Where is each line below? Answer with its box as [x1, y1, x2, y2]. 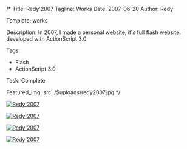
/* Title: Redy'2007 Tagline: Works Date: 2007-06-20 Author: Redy [6, 5, 174, 12]
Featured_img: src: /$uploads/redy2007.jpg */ [6, 89, 121, 96]
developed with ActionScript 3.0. [6, 35, 88, 42]
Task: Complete [6, 77, 46, 84]
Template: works [6, 17, 48, 24]
